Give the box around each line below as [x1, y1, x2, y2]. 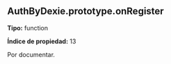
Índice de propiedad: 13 [7, 37, 76, 45]
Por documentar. [7, 50, 56, 58]
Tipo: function [7, 23, 49, 32]
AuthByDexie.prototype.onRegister [7, 6, 165, 17]
